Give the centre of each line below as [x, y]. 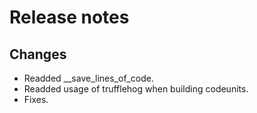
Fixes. [36, 99]
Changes [38, 54]
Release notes [69, 17]
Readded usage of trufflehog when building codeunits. [136, 89]
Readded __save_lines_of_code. [88, 78]
